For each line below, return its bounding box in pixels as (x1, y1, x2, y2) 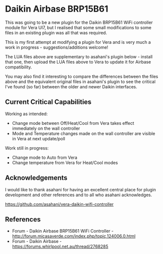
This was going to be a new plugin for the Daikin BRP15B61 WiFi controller (5, 19, 153, 25)
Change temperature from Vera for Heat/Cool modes (12, 159, 118, 166)
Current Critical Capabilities (5, 98, 91, 106)
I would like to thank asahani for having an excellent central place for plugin (5, 186, 156, 192)
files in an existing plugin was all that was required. (5, 30, 107, 35)
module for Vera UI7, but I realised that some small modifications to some (5, 24, 152, 30)
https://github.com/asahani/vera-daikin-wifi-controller (5, 201, 114, 207)
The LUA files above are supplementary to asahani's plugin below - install (5, 53, 153, 59)
